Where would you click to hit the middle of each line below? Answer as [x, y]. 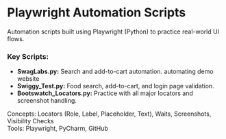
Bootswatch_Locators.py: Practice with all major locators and [105, 93]
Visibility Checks [30, 121]
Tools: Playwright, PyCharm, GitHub [58, 129]
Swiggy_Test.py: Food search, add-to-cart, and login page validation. [115, 86]
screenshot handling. [47, 101]
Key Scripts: [28, 56]
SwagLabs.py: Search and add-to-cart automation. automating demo [115, 72]
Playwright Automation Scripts [97, 13]
